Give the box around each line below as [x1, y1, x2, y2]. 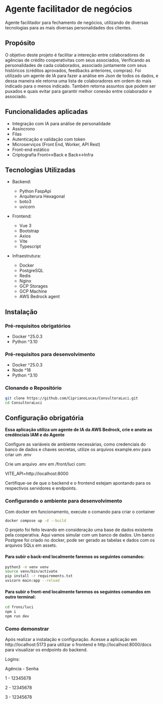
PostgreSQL [19, 268, 44, 274]
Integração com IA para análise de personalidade [12, 121, 111, 127]
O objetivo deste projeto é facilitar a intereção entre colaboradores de [5, 52, 145, 58]
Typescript [19, 243, 41, 250]
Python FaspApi [19, 188, 51, 194]
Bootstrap [19, 228, 39, 234]
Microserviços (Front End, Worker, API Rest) [12, 141, 101, 147]
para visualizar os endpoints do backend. [5, 647, 88, 653]
